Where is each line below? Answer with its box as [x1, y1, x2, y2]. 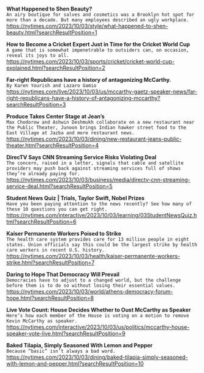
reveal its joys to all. [6, 53, 69, 59]
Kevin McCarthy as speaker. [6, 318, 78, 324]
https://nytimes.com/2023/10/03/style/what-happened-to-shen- [6, 23, 169, 29]
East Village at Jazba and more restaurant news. [6, 130, 135, 136]
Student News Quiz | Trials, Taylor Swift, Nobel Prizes [6, 195, 145, 201]
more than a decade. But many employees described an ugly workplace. [6, 17, 189, 23]
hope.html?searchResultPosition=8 [6, 294, 94, 302]
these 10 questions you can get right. [6, 206, 108, 212]
